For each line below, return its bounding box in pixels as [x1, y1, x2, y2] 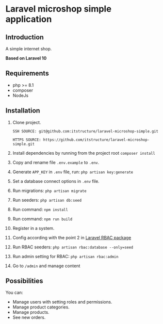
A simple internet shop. [5, 46, 52, 51]
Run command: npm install [12, 206, 68, 212]
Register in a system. [12, 225, 55, 231]
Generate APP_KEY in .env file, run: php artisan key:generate [12, 169, 133, 175]
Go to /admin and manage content [12, 263, 81, 269]
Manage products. [12, 309, 49, 315]
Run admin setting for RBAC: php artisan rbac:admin [12, 253, 118, 259]
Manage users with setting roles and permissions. [12, 299, 113, 305]
